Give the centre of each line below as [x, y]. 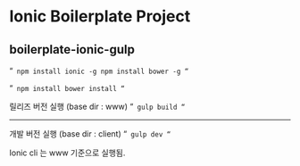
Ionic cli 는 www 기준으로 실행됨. [67, 153]
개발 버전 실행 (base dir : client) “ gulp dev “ [90, 134]
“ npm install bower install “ [67, 88]
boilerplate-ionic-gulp [72, 50]
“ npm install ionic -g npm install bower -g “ [99, 71]
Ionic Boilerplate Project [100, 17]
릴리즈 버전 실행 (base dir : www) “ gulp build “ [97, 106]
